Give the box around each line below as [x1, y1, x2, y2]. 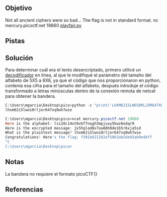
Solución [5, 54, 33, 62]
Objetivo [5, 4, 32, 12]
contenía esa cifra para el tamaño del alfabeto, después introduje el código [5, 83, 159, 89]
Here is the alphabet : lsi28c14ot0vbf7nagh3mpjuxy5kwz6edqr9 [5, 121, 135, 126]
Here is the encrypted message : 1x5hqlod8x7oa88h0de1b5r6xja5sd [5, 126, 141, 131]
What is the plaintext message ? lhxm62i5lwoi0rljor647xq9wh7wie [5, 130, 141, 135]
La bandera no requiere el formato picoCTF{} [5, 171, 98, 177]
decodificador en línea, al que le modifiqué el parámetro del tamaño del [5, 72, 152, 78]
